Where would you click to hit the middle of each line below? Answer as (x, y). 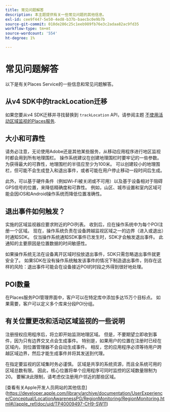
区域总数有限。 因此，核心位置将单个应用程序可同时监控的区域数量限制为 (81, 370)
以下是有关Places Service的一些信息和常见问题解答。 (61, 84)
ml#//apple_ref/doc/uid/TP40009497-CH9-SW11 (56, 404)
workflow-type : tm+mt (28, 29)
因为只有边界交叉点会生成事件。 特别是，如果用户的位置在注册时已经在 (88, 340)
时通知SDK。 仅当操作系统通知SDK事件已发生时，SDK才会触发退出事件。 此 (84, 237)
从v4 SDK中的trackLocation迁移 (56, 102)
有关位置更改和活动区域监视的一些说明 (65, 321)
